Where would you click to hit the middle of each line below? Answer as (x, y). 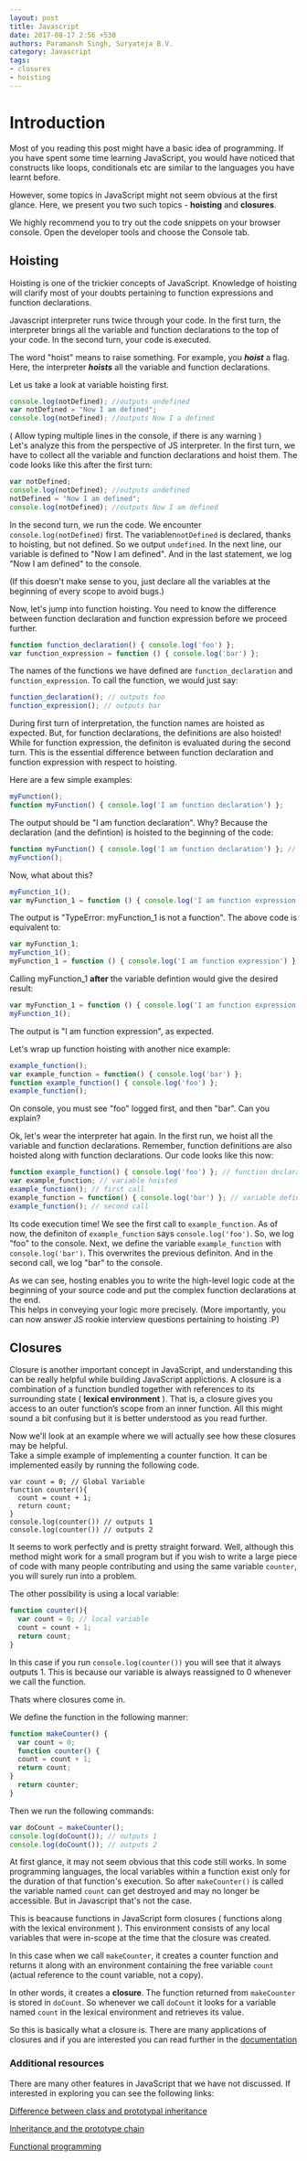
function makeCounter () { (58, 1734)
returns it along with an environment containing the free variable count (142, 1965)
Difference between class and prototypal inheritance (108, 2111)
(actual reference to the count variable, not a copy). (106, 1975)
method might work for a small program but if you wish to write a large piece (153, 1557)
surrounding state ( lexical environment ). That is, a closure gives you (141, 1399)
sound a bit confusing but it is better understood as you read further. (138, 1418)
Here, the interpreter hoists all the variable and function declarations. (140, 367)
